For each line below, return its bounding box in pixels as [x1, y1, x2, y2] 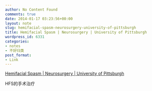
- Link [5, 57, 19, 62]
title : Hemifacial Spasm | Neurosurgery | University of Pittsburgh [5, 30, 147, 35]
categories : [5, 39, 29, 44]
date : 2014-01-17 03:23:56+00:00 [5, 16, 73, 21]
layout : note [5, 21, 32, 26]
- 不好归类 [5, 48, 24, 53]
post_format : [5, 52, 32, 58]
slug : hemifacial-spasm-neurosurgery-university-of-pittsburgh [5, 25, 136, 30]
